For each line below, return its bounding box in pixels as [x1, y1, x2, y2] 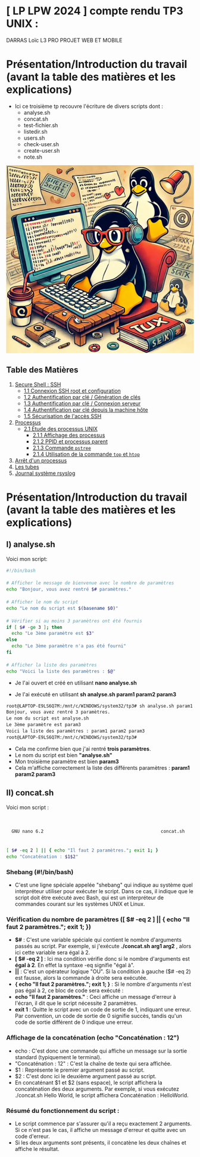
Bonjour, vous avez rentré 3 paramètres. [6, 709, 111, 715]
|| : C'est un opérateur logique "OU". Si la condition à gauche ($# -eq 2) [14, 968, 192, 975]
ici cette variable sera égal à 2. [14, 949, 90, 956]
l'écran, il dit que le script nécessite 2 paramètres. [14, 999, 138, 1007]
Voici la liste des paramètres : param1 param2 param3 [6, 728, 145, 735]
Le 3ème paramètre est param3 [6, 722, 82, 728]
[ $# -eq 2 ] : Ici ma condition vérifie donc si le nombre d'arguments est [14, 955, 190, 962]
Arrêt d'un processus [14, 456, 67, 464]
